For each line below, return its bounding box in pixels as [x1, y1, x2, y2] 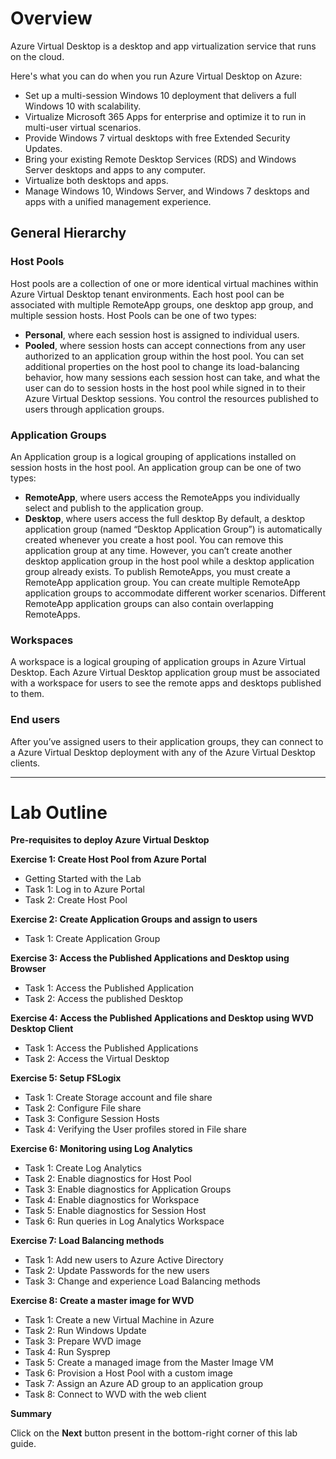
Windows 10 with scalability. [24, 100, 142, 112]
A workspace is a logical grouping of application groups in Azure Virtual [10, 656, 307, 668]
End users [10, 713, 61, 727]
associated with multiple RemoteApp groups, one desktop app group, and [10, 298, 314, 311]
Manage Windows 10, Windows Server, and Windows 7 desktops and [24, 185, 310, 197]
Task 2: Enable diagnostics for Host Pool [24, 1173, 192, 1185]
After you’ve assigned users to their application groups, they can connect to [10, 735, 324, 747]
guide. [10, 1438, 37, 1450]
